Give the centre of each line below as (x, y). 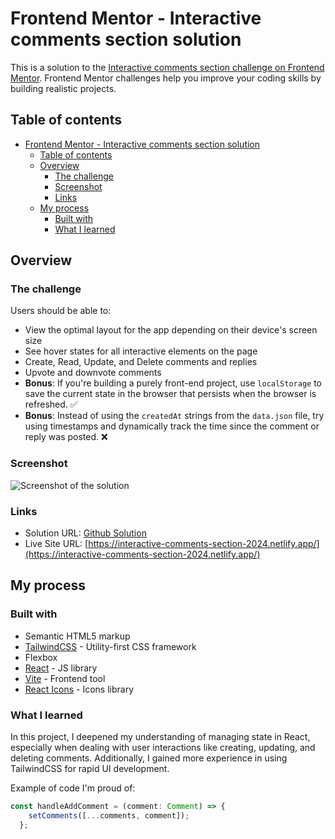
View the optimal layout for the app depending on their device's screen (171, 330)
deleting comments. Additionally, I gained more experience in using (149, 758)
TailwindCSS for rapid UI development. (90, 769)
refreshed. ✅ (51, 404)
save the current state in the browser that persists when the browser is (170, 394)
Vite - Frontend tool (65, 678)
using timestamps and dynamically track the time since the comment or (172, 426)
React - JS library (61, 668)
